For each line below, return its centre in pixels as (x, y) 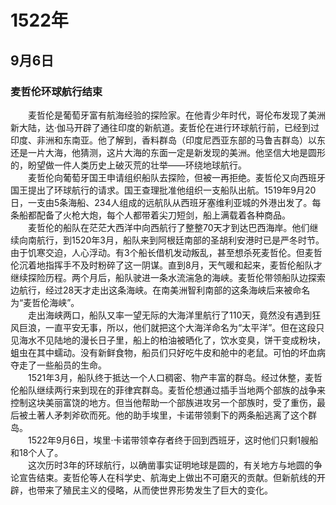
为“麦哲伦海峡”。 (45, 302)
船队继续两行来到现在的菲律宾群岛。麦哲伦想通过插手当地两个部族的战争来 (172, 390)
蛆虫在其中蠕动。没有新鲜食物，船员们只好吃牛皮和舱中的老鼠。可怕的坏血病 (168, 352)
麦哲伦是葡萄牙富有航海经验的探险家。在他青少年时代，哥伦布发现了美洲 (176, 115)
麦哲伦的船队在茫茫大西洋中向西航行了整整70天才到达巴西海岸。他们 (168, 227)
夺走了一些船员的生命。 (58, 365)
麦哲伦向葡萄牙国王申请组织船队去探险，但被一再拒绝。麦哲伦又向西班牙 (176, 177)
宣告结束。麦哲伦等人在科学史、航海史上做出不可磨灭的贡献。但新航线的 (167, 477)
